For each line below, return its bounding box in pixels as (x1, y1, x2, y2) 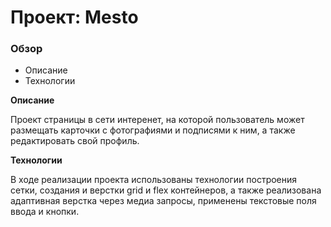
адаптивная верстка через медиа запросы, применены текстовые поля (10, 195, 317, 207)
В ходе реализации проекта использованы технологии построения (10, 174, 298, 186)
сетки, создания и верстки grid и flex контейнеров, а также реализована (10, 184, 322, 196)
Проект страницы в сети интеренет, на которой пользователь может (10, 114, 305, 126)
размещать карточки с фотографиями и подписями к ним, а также (10, 124, 296, 136)
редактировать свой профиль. (10, 135, 140, 147)
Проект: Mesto (10, 6, 139, 29)
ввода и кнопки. (10, 206, 80, 218)
